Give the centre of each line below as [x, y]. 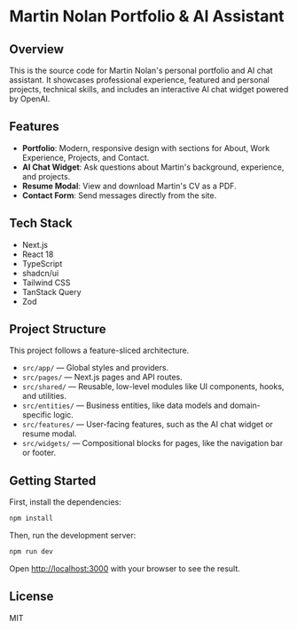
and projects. [46, 176]
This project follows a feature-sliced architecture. [99, 351]
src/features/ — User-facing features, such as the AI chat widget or [147, 425]
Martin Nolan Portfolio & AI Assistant [147, 16]
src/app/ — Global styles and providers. [95, 368]
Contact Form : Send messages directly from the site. [119, 195]
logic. [63, 415]
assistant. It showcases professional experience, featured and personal [140, 80]
